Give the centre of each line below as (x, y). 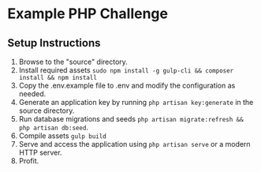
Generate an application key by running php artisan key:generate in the (136, 102)
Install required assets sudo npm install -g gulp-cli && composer (126, 70)
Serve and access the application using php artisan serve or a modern (134, 144)
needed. (32, 94)
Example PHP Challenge (88, 14)
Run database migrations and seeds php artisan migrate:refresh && (131, 119)
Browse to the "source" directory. (73, 62)
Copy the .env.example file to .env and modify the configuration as (127, 85)
